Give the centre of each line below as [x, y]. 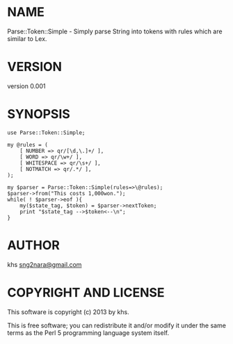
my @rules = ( [28, 145]
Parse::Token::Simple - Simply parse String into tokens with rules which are [115, 31]
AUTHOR [34, 245]
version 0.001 [26, 86]
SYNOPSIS [39, 114]
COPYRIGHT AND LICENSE [86, 292]
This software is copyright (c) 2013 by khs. [69, 312]
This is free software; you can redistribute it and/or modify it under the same [116, 325]
